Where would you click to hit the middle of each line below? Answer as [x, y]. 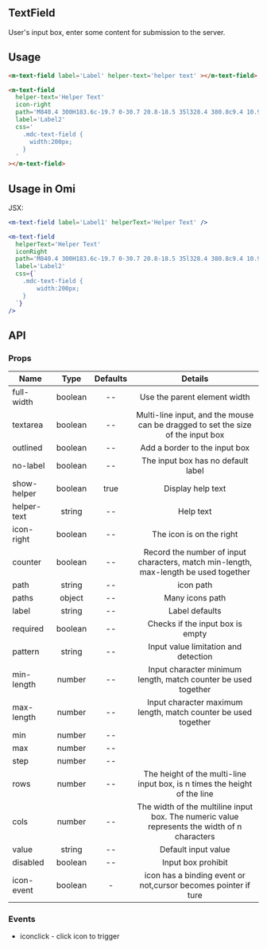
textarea [28, 425]
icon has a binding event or [195, 876]
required [28, 629]
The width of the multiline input [195, 807]
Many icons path [195, 598]
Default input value [195, 850]
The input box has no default [195, 461]
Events [22, 920]
